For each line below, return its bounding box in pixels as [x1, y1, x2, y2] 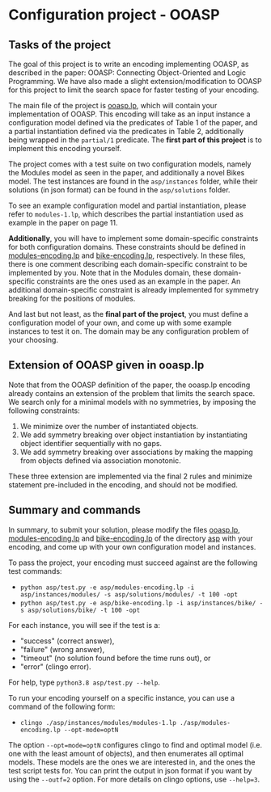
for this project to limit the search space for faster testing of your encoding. [8, 85, 260, 95]
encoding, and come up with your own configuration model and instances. [8, 541, 256, 551]
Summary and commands [8, 503, 142, 517]
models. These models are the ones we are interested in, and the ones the [8, 757, 256, 767]
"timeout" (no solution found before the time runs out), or [19, 653, 211, 663]
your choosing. [8, 335, 59, 344]
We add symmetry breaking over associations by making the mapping [19, 447, 253, 457]
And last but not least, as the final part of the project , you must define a [8, 310, 249, 318]
